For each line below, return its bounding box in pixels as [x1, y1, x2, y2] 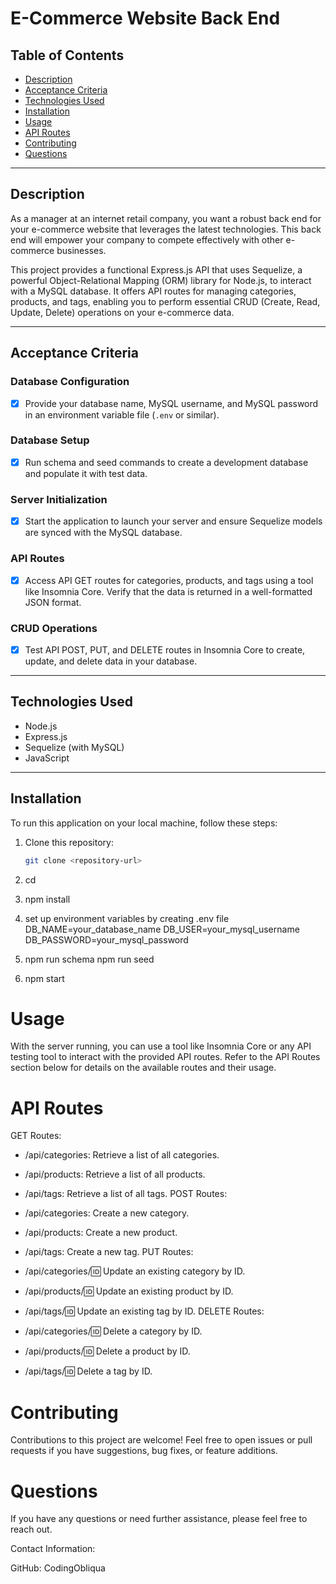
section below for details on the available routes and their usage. [10, 1062, 277, 1074]
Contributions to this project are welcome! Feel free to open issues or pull [10, 1434, 313, 1446]
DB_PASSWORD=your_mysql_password [24, 933, 189, 946]
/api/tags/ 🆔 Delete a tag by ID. [24, 1365, 153, 1377]
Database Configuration [10, 375, 130, 389]
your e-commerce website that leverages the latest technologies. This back [10, 223, 322, 235]
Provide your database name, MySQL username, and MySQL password [24, 397, 319, 409]
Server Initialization [10, 492, 108, 506]
